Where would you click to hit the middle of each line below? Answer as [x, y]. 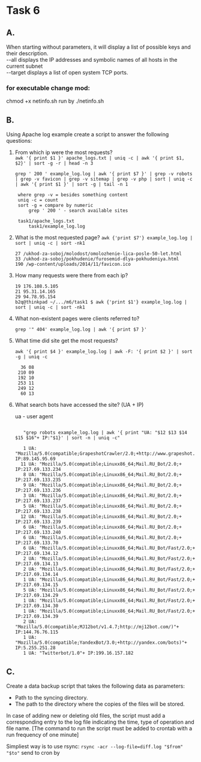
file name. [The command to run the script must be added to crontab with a [99, 728]
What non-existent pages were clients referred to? [77, 319]
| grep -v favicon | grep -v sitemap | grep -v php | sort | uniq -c [104, 179]
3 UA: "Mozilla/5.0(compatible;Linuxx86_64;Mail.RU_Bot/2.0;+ [102, 496]
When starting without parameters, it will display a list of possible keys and [98, 47]
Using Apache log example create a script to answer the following [88, 134]
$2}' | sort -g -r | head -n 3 [54, 163]
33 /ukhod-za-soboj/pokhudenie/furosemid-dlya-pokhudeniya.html [97, 259]
